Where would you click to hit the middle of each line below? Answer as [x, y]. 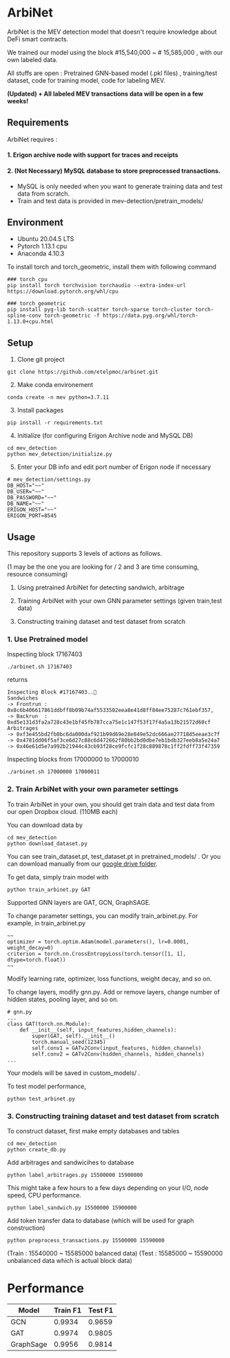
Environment [35, 222]
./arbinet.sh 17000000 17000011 [53, 772]
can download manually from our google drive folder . [83, 864]
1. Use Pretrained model [48, 639]
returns [18, 680]
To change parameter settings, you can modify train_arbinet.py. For [103, 916]
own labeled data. [32, 59]
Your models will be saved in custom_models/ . [74, 1073]
